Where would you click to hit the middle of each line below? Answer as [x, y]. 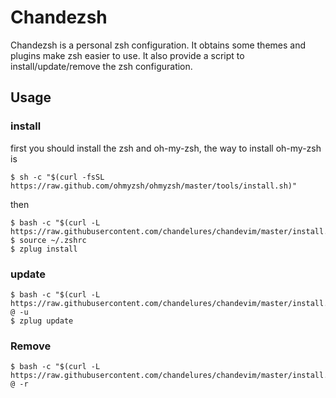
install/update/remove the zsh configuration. [101, 66]
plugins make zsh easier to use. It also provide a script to [127, 55]
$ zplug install [44, 249]
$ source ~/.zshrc [48, 240]
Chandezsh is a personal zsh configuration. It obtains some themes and [158, 45]
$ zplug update [42, 321]
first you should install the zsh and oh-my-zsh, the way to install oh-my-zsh [166, 148]
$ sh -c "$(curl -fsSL [57, 177]
